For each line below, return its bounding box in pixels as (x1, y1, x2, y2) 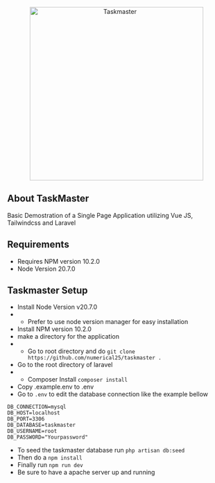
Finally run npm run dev (17, 461, 83, 469)
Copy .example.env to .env (17, 382, 94, 391)
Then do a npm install (17, 453, 83, 461)
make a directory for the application (17, 332, 120, 341)
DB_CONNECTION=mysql (7, 403, 67, 411)
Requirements (7, 239, 69, 251)
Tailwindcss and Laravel (7, 219, 76, 227)
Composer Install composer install (27, 375, 128, 384)
